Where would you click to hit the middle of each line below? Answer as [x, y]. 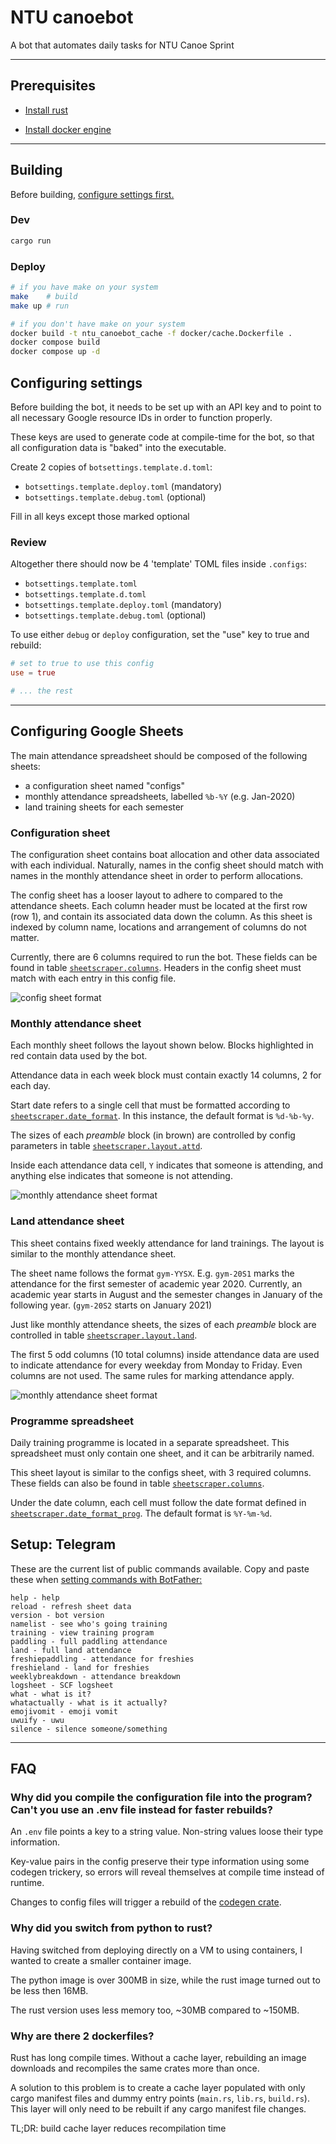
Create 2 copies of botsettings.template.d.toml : [111, 467]
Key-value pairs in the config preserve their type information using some [160, 1862]
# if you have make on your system [84, 287]
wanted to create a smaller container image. [101, 1960]
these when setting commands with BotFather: [106, 1579]
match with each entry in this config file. [93, 978]
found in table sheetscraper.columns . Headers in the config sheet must [156, 967]
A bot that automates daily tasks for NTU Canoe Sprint [122, 45]
